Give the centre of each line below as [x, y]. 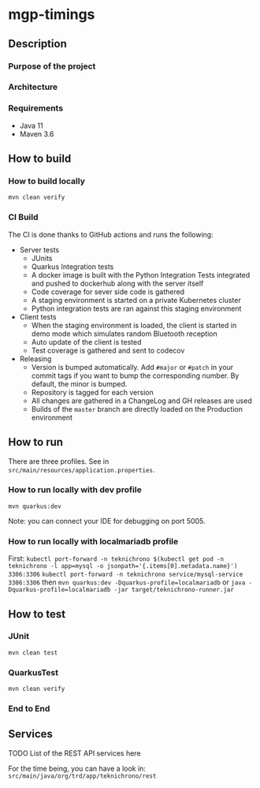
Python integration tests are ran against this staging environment [136, 308]
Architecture [33, 87]
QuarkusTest [33, 672]
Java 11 [31, 125]
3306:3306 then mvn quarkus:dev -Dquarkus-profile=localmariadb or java [127, 582]
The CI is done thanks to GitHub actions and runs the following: [111, 234]
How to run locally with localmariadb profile [93, 541]
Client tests [38, 316]
